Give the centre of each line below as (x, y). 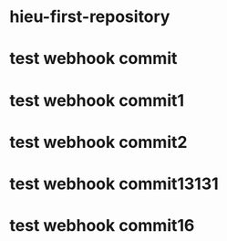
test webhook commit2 (98, 142)
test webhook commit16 (102, 226)
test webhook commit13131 (114, 183)
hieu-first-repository (90, 17)
